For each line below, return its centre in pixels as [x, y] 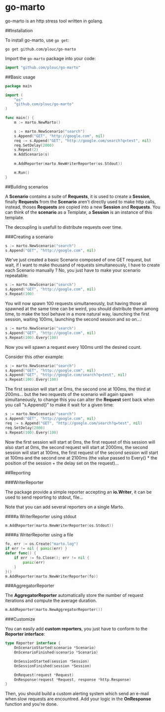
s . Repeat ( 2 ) [26, 150]
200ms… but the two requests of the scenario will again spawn [69, 394]
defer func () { [21, 553]
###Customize [20, 619]
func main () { [20, 118]
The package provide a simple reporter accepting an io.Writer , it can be [79, 492]
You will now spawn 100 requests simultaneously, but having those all [76, 304]
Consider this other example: [35, 357]
